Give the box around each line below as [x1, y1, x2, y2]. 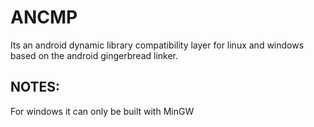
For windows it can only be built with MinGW [10, 105, 195, 117]
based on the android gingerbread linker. [10, 49, 179, 61]
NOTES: [10, 79, 61, 96]
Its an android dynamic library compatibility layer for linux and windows [10, 39, 305, 51]
